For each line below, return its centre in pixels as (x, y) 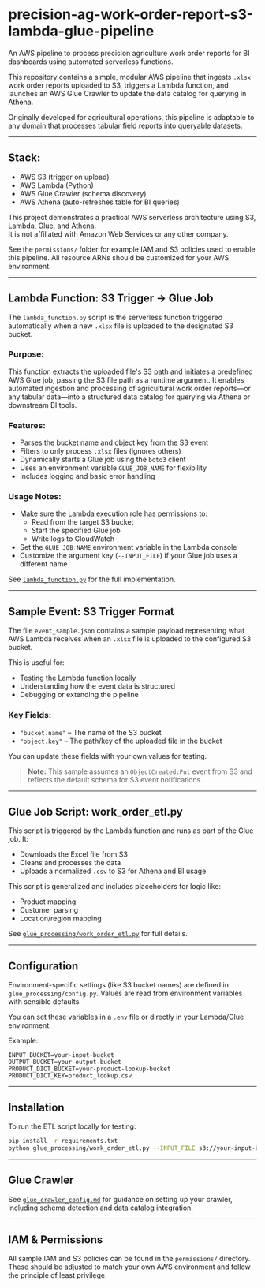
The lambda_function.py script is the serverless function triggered (116, 317)
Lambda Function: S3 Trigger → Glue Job (111, 299)
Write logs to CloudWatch (73, 539)
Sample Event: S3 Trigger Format (91, 612)
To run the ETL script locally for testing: (72, 1126)
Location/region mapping (61, 918)
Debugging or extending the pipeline (79, 695)
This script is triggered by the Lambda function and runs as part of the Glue (131, 831)
